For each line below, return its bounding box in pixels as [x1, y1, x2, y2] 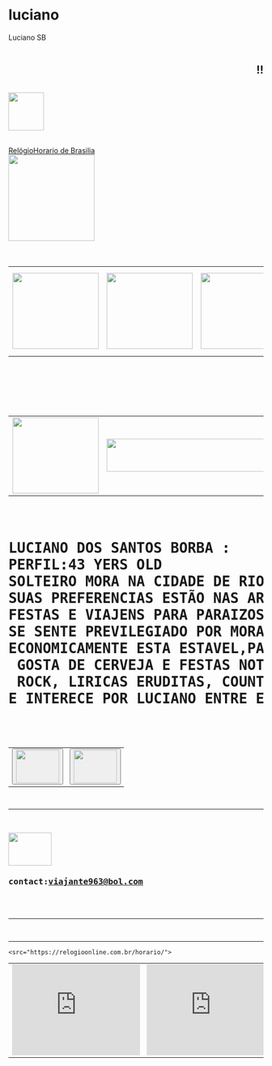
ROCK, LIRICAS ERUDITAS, [16, 673, 214, 690]
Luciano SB [8, 32, 47, 42]
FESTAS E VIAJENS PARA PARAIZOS [8, 606, 265, 624]
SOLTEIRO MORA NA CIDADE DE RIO [8, 572, 265, 590]
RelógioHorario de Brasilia [8, 145, 96, 155]
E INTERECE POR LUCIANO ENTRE [8, 690, 249, 707]
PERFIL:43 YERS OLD [8, 556, 163, 574]
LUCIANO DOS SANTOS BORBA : [8, 539, 231, 557]
